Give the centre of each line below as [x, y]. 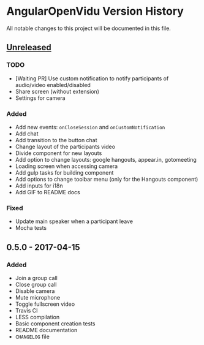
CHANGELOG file [32, 336]
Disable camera [35, 291]
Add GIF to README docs [48, 192]
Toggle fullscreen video [45, 304]
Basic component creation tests [55, 324]
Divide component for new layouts [59, 153]
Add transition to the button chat [56, 140]
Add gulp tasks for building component [64, 172]
